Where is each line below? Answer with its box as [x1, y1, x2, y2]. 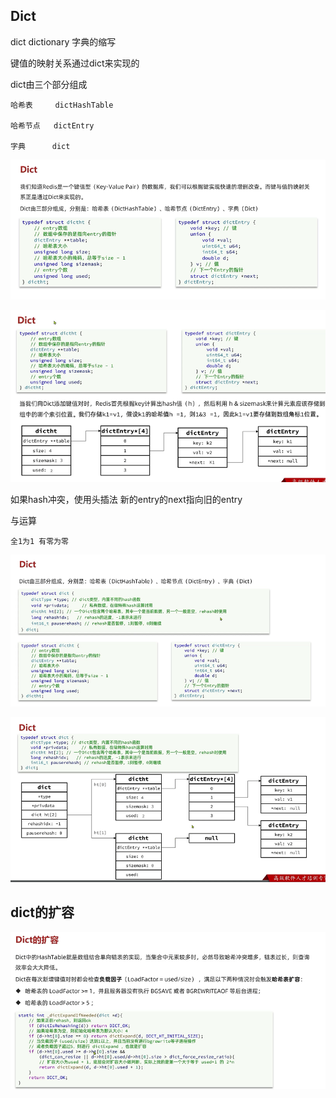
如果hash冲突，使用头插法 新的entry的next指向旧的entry [10, 494, 243, 506]
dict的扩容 [10, 904, 75, 921]
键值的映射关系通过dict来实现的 [10, 57, 140, 69]
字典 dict [10, 141, 71, 151]
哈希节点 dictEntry [10, 120, 95, 131]
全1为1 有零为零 [10, 537, 69, 547]
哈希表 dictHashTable [10, 100, 114, 110]
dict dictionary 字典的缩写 [10, 35, 117, 48]
